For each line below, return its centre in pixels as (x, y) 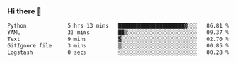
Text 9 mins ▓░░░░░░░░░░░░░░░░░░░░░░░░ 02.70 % (118, 39)
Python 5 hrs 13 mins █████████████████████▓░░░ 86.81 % (118, 26)
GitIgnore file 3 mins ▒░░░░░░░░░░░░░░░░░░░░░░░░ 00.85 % (118, 45)
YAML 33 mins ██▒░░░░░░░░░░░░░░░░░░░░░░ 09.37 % (118, 33)
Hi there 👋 (25, 11)
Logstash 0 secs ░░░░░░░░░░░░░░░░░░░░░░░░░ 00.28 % (118, 52)
